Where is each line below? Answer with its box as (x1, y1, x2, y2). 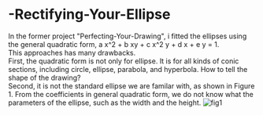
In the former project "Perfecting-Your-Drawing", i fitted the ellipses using (8, 31, 247, 41)
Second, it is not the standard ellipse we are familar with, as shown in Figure (8, 81, 255, 91)
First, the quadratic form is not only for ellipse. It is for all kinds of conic (8, 56, 239, 66)
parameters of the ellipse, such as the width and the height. (8, 98, 202, 107)
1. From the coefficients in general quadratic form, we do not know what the (8, 89, 254, 99)
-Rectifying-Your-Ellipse (8, 5, 171, 23)
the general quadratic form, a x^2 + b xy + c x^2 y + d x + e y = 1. (8, 39, 220, 49)
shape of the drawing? (8, 73, 81, 82)
